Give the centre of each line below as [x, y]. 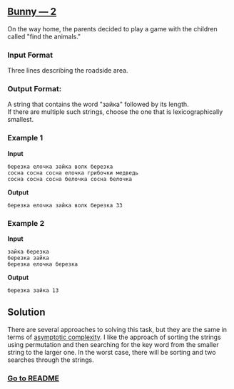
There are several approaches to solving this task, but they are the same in [117, 329]
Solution [26, 312]
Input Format [30, 55]
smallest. [21, 120]
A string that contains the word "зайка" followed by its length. [98, 104]
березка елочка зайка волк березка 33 [65, 205]
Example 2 [26, 223]
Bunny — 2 [32, 12]
